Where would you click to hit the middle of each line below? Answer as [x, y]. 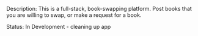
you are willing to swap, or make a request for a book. [74, 15]
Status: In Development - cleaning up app [59, 27]
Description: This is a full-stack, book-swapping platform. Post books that [99, 9]
